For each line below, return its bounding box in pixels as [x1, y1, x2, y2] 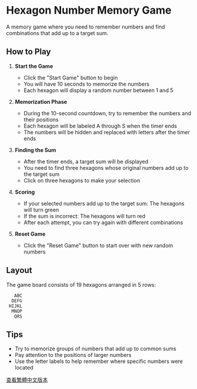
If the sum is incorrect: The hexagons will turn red [23, 212, 145, 220]
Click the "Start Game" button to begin [23, 74, 118, 81]
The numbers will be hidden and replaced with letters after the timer [23, 128, 190, 135]
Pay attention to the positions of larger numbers [14, 352, 132, 359]
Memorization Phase [14, 98, 67, 105]
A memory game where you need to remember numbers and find [6, 23, 165, 30]
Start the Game [14, 62, 53, 69]
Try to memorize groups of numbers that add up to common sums [14, 345, 177, 352]
